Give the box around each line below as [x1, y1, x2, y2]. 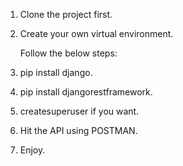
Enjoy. [19, 144, 46, 156]
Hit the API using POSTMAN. [19, 125, 138, 136]
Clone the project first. [19, 9, 113, 20]
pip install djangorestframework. [19, 86, 153, 98]
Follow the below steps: [19, 47, 118, 59]
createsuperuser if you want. [19, 105, 140, 117]
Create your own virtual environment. [19, 28, 174, 39]
